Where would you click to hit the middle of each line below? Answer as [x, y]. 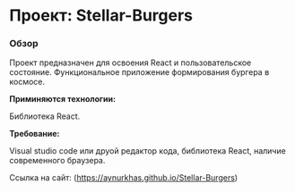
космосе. [27, 82]
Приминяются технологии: [63, 99]
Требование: [35, 134]
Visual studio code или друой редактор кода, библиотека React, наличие [148, 151]
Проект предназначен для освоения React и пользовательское [130, 63]
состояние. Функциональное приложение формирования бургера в [139, 72]
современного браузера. [57, 161]
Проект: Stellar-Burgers [101, 16]
